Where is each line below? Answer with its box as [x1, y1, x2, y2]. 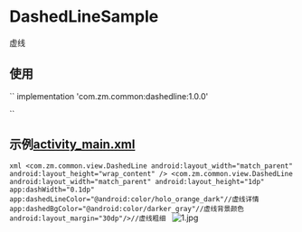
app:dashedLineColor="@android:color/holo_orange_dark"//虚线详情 [9, 194, 260, 204]
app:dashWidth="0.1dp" [9, 185, 95, 194]
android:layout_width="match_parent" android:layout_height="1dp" [9, 177, 265, 186]
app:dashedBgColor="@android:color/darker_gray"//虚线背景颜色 [9, 204, 244, 213]
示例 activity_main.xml [9, 137, 136, 153]
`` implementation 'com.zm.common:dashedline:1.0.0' [9, 90, 209, 101]
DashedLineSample [9, 6, 159, 27]
